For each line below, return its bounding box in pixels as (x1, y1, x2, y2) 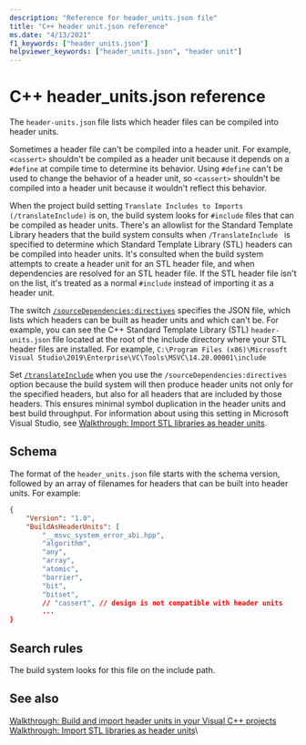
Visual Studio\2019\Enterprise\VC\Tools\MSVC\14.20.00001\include (9, 353, 267, 362)
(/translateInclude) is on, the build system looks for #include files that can (9, 210, 294, 221)
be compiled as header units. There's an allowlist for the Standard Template (9, 219, 293, 230)
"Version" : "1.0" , (25, 514, 96, 523)
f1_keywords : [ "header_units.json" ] (9, 38, 148, 48)
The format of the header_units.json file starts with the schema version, (9, 468, 280, 479)
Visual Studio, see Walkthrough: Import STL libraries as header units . (9, 418, 268, 429)
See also (9, 691, 59, 707)
